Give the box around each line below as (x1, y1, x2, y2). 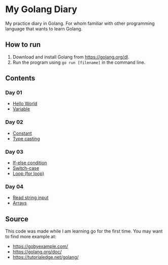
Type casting (12, 135, 40, 141)
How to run (5, 41, 41, 49)
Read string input (12, 195, 49, 201)
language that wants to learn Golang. (5, 25, 83, 31)
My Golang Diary (5, 4, 78, 15)
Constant (12, 130, 32, 136)
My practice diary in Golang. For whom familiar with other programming (5, 20, 155, 26)
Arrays (12, 200, 27, 206)
